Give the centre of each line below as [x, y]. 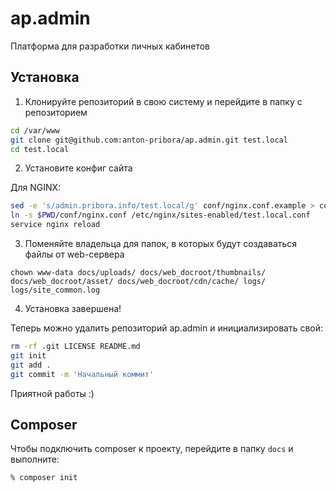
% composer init [44, 478]
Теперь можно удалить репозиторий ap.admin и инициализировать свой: [167, 328]
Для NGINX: [36, 188]
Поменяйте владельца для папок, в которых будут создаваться [161, 243]
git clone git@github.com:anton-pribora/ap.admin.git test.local [149, 140]
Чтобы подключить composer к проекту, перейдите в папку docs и [152, 449]
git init [28, 355]
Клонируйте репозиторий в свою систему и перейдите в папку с [163, 101]
